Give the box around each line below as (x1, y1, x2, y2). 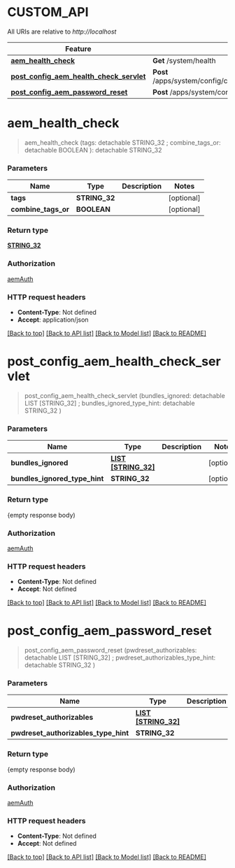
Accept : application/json (17, 315, 89, 324)
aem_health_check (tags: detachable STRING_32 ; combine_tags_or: (24, 138, 222, 147)
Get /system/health (152, 55, 216, 65)
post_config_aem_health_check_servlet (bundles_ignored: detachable (24, 392, 225, 399)
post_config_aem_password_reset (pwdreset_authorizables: (24, 646, 197, 655)
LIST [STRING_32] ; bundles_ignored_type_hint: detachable (24, 399, 195, 407)
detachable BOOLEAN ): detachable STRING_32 (24, 145, 162, 154)
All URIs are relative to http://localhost (7, 27, 117, 36)
